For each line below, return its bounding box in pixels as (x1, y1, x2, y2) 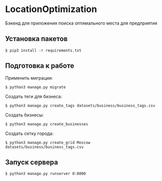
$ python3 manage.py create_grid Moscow (5, 140, 91, 145)
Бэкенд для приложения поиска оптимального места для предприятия (5, 20, 157, 26)
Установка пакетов (5, 35, 68, 43)
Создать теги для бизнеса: (5, 93, 62, 99)
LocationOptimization (5, 4, 97, 15)
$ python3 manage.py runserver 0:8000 (5, 171, 86, 176)
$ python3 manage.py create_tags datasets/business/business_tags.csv (5, 103, 155, 108)
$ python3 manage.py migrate (5, 84, 66, 90)
